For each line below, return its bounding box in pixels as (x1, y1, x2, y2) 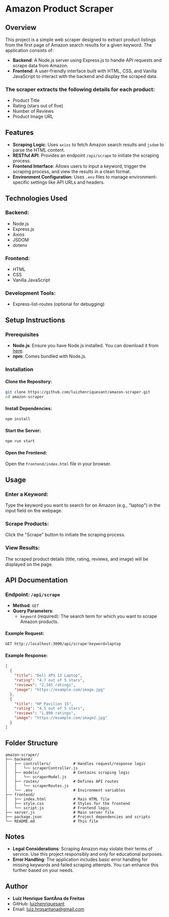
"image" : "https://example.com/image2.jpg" (14, 716, 108, 721)
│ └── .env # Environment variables (5, 787, 125, 793)
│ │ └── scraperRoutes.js (5, 783, 69, 788)
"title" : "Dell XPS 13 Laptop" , (14, 673, 82, 678)
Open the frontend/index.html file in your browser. (5, 461, 111, 467)
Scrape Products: (5, 520, 49, 527)
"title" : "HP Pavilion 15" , (14, 701, 73, 706)
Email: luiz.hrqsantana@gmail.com (12, 906, 85, 912)
